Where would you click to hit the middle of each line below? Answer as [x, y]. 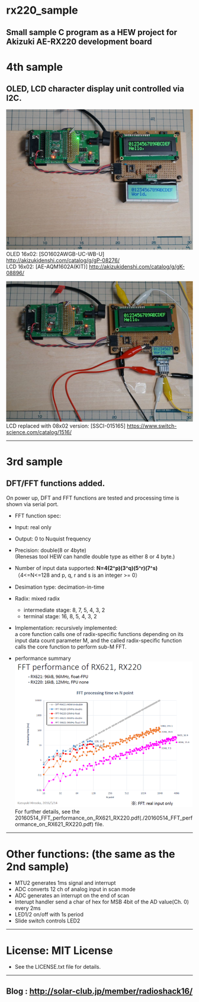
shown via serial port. [33, 504]
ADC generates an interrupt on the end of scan [72, 896]
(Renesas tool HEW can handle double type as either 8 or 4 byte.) [95, 557]
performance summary [43, 658]
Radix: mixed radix [37, 598]
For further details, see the [47, 812]
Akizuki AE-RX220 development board [79, 41]
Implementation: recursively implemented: [66, 628]
